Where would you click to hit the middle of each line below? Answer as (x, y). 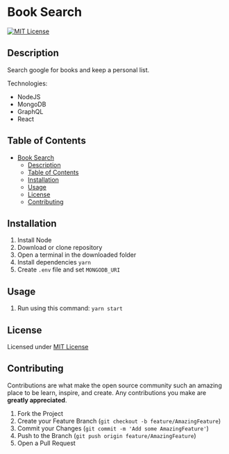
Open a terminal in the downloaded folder (77, 255)
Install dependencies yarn (54, 262)
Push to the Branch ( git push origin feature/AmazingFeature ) (107, 435)
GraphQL (30, 111)
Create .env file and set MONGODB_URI (68, 270)
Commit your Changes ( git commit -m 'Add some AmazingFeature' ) (113, 428)
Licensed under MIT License (48, 347)
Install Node (34, 240)
